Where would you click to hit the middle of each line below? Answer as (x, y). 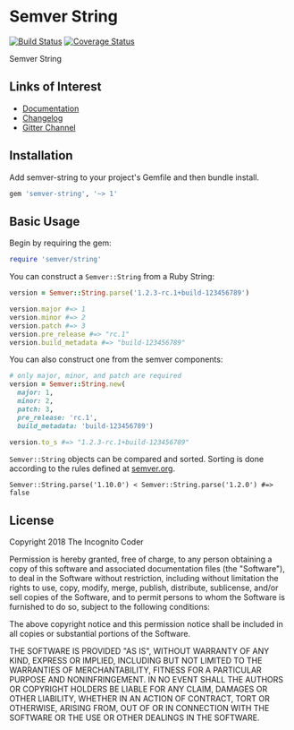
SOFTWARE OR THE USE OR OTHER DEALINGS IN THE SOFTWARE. (134, 717)
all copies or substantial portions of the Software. (100, 634)
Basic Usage (45, 221)
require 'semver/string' (55, 260)
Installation (41, 155)
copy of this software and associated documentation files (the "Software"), (147, 569)
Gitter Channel (49, 127)
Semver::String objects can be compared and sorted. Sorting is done (137, 459)
